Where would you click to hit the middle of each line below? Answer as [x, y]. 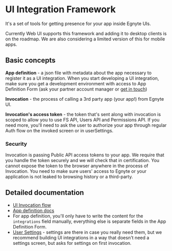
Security [16, 144]
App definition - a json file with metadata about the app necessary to [79, 73]
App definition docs [34, 210]
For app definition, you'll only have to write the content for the [78, 216]
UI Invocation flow [32, 205]
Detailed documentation [45, 193]
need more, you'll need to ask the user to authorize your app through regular [86, 125]
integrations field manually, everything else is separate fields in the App [89, 221]
